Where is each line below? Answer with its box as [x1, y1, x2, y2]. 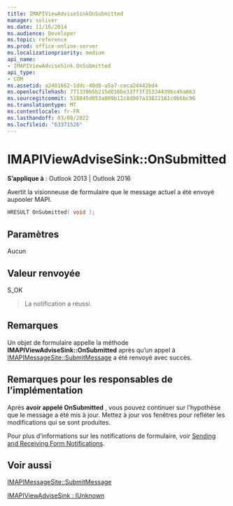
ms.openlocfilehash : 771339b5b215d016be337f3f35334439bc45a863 [7, 88, 196, 95]
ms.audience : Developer [7, 29, 77, 37]
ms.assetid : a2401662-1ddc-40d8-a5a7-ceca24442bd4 [7, 82, 158, 89]
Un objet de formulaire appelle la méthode [7, 338, 129, 347]
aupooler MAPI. [7, 196, 52, 204]
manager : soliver [7, 17, 58, 24]
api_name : [7, 56, 36, 63]
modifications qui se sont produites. [7, 418, 111, 426]
